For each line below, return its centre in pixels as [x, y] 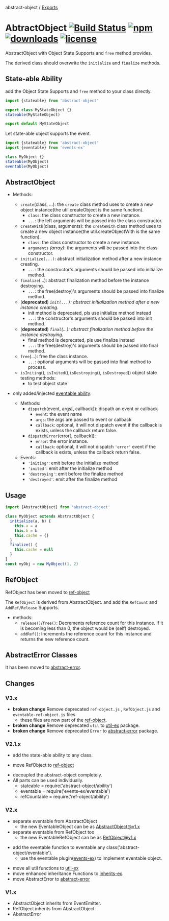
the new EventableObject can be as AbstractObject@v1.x [80, 826]
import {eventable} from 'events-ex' [45, 148]
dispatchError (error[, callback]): [62, 436]
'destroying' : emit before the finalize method [76, 474]
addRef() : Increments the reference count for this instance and [86, 633]
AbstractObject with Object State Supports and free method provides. [79, 53]
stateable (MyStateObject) [33, 114]
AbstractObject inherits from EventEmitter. [57, 903]
